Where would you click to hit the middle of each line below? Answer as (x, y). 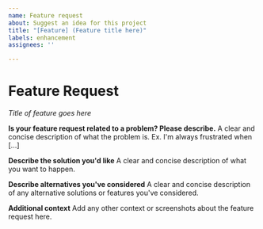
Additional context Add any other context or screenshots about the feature (131, 208)
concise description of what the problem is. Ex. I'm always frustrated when (130, 137)
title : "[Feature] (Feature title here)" (78, 30)
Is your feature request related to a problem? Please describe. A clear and (131, 128)
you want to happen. (42, 169)
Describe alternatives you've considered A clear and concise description (130, 185)
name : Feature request (46, 15)
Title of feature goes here (50, 113)
